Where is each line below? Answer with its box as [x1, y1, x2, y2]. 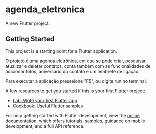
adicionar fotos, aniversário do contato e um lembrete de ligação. [5, 68, 140, 74]
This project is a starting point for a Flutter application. [5, 48, 117, 54]
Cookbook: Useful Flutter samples [12, 103, 83, 109]
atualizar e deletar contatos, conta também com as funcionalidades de [5, 63, 151, 69]
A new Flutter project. [5, 20, 50, 26]
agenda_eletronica [5, 4, 85, 15]
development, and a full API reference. [5, 123, 85, 129]
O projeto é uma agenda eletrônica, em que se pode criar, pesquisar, [5, 58, 147, 64]
